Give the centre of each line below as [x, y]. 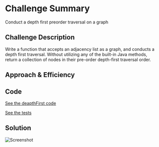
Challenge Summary [47, 9]
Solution [18, 128]
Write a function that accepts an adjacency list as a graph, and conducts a [80, 49]
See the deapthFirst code [31, 103]
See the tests [18, 112]
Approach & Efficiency [40, 75]
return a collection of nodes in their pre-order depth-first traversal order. [78, 60]
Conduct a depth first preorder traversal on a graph [57, 22]
